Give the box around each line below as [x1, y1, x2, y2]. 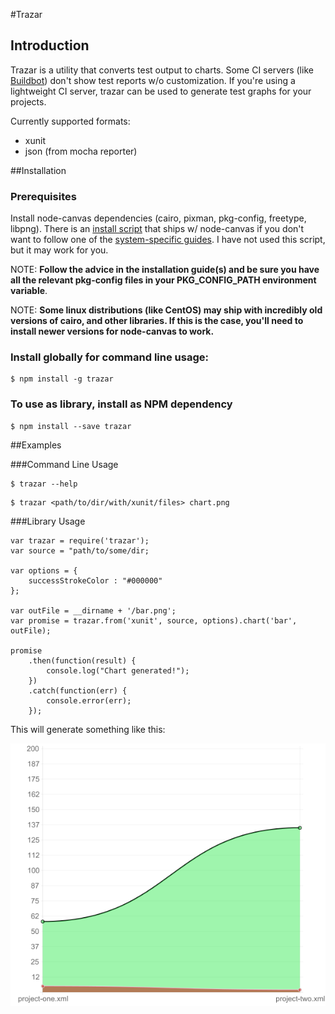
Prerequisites [10, 189, 77, 203]
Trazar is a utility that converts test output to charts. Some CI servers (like [10, 64, 314, 76]
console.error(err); [46, 695, 132, 706]
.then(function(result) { [28, 655, 137, 666]
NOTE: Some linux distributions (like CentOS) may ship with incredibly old [10, 304, 323, 316]
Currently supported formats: [10, 115, 131, 127]
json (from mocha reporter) [24, 145, 138, 157]
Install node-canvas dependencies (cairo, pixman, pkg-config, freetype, [10, 212, 307, 224]
